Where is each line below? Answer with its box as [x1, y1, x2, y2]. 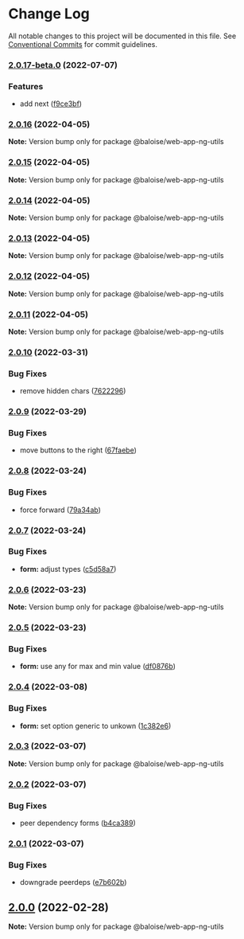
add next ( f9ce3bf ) [19, 99, 82, 108]
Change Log [8, 5, 90, 23]
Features [8, 80, 44, 92]
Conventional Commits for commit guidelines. [8, 39, 157, 49]
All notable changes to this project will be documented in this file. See [8, 31, 237, 41]
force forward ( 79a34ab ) [19, 505, 102, 514]
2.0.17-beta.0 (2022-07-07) [8, 59, 118, 70]
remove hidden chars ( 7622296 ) [19, 386, 126, 396]
